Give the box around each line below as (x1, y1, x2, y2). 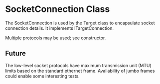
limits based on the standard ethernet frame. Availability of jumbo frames (5, 68, 155, 74)
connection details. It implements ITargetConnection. (5, 25, 114, 31)
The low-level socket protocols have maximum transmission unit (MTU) (5, 62, 152, 68)
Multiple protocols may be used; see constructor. (5, 35, 106, 41)
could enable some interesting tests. (5, 73, 80, 79)
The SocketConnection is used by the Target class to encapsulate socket (5, 20, 156, 26)
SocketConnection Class (5, 3, 110, 15)
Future (5, 49, 26, 58)
